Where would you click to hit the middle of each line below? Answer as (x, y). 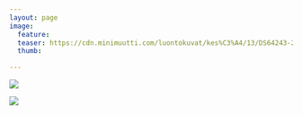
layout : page (34, 18)
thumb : (30, 51)
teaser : (32, 43)
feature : (34, 34)
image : (22, 26)
